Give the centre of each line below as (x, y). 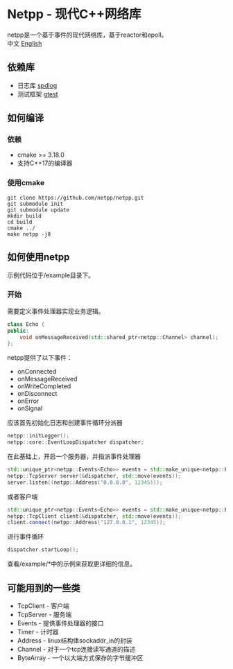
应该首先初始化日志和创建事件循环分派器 (65, 423)
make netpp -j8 (29, 234)
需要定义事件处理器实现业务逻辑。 (56, 311)
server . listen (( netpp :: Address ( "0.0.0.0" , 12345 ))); (85, 483)
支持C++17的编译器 (45, 163)
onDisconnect (37, 394)
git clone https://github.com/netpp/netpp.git (76, 198)
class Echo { (26, 324)
